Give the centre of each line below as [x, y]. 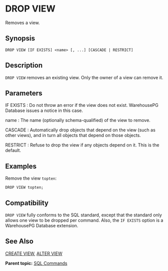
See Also [19, 241]
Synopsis [20, 38]
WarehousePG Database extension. [42, 226]
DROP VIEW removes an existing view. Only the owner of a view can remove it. [84, 77]
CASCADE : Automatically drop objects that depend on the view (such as [80, 130]
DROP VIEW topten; [24, 188]
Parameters [24, 93]
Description [24, 65]
